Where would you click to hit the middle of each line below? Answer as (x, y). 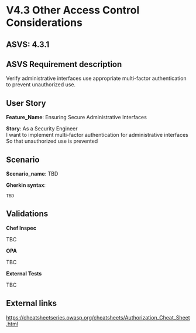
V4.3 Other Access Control (73, 10)
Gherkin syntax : (26, 185)
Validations (27, 214)
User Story (26, 103)
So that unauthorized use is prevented (52, 141)
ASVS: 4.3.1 (28, 44)
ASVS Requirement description (64, 64)
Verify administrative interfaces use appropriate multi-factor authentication (96, 78)
